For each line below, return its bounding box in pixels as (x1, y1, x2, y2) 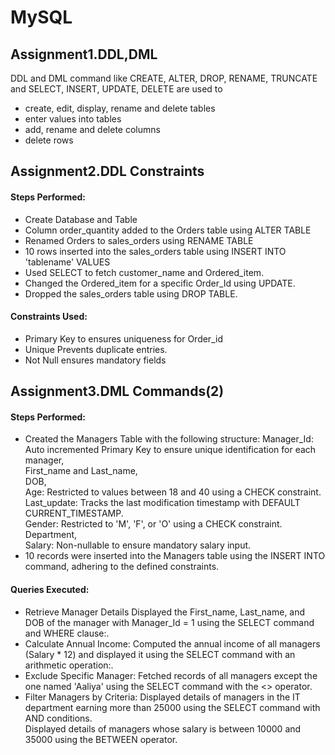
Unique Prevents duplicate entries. (24, 343, 168, 355)
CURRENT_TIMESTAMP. (24, 507, 124, 520)
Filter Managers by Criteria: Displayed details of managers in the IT (24, 691, 301, 703)
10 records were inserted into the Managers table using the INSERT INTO (24, 550, 326, 562)
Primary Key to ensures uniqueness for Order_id (24, 332, 223, 345)
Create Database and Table (24, 213, 138, 225)
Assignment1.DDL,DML (10, 46, 158, 63)
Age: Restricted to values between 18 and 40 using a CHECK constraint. (24, 486, 322, 498)
